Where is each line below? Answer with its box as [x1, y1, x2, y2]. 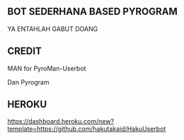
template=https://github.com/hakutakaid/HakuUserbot [7, 124, 166, 134]
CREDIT [7, 45, 42, 58]
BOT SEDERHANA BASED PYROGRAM [7, 6, 178, 18]
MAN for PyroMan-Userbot [7, 64, 86, 72]
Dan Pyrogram [7, 77, 50, 86]
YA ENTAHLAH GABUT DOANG [7, 24, 98, 33]
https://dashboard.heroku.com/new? [7, 117, 115, 126]
